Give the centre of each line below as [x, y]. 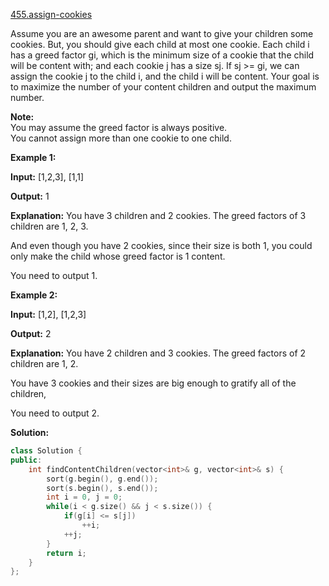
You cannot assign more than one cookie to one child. [121, 138]
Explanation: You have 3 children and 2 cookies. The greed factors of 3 [158, 215]
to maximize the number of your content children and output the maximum [163, 87]
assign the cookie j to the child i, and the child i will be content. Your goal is [165, 76]
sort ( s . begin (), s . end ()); [102, 488]
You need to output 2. [55, 413]
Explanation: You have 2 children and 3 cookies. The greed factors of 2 [158, 353]
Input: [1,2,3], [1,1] [47, 177]
